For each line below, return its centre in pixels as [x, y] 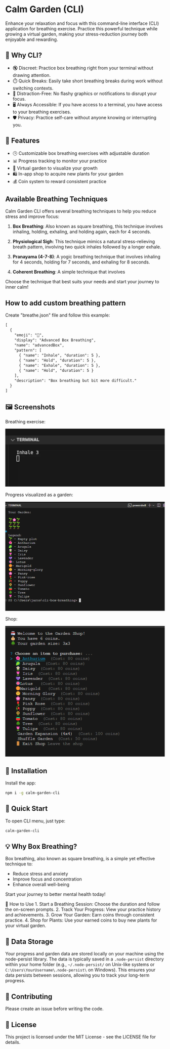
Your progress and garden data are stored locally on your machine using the [85, 954]
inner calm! [17, 287]
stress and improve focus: [32, 216]
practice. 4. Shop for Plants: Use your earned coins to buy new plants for [81, 920]
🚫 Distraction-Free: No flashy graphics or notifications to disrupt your [84, 93]
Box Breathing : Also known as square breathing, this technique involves [88, 227]
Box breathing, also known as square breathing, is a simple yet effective [80, 859]
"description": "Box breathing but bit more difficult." [76, 381]
